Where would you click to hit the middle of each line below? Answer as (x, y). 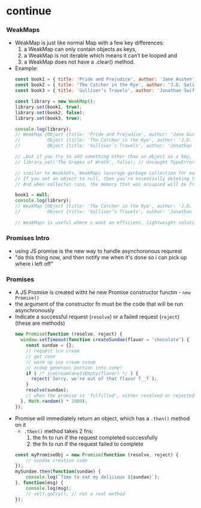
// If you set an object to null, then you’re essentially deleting (102, 178)
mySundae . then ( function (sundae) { (58, 472)
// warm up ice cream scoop (61, 362)
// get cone (41, 356)
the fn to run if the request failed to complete (88, 444)
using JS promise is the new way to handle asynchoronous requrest (98, 251)
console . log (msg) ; (49, 488)
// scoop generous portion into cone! (74, 367)
